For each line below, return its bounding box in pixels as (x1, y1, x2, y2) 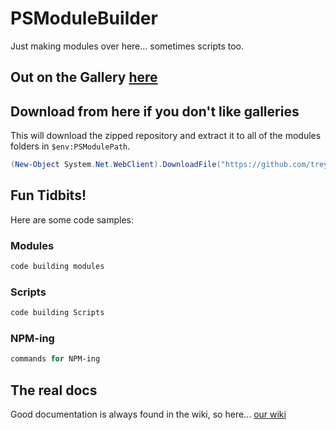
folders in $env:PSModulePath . (10, 140, 131, 152)
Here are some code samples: (10, 213, 134, 226)
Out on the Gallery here (10, 69, 158, 86)
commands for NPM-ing (10, 354, 101, 364)
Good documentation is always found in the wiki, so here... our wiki (10, 408, 287, 421)
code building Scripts (10, 308, 105, 318)
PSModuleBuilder (10, 7, 158, 30)
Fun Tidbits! (10, 187, 87, 204)
